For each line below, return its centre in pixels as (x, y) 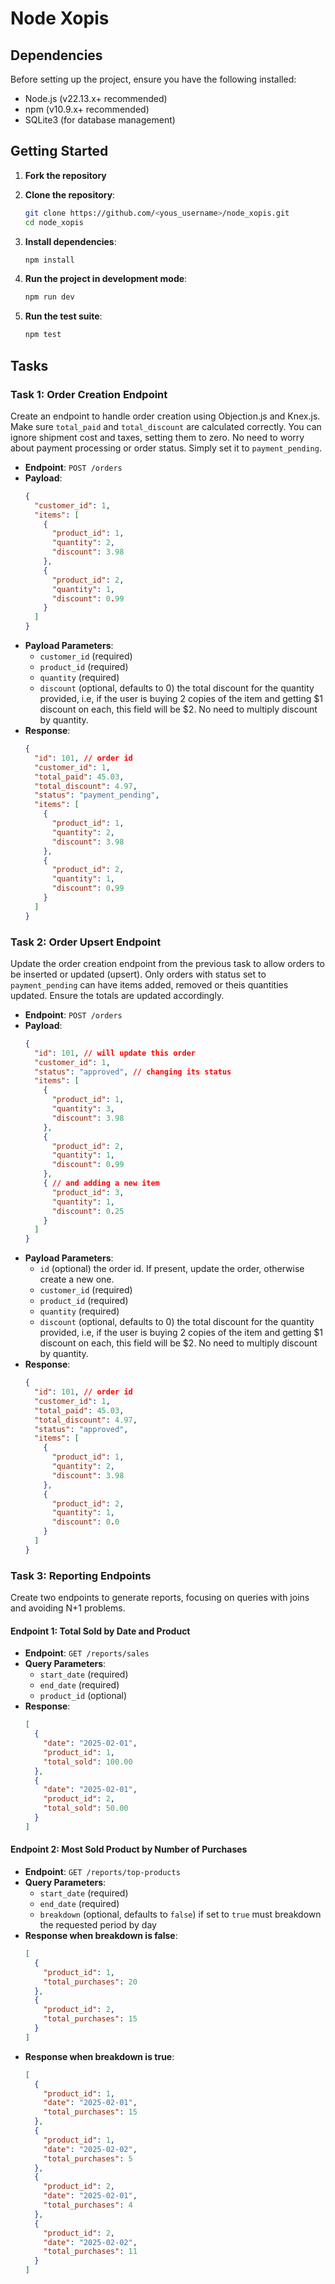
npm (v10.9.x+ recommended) (87, 109)
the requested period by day (98, 1925)
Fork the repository (65, 175)
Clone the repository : (70, 194)
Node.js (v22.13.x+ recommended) (96, 98)
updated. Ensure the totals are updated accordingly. (117, 995)
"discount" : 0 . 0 (85, 1522)
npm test (43, 335)
